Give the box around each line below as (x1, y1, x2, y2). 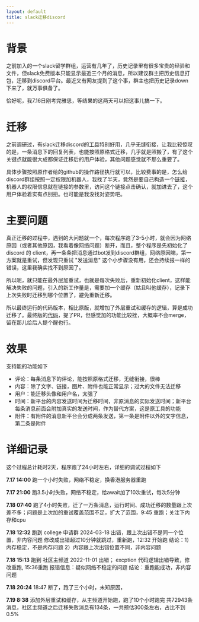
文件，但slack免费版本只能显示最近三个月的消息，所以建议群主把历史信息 (6, 69, 185, 77)
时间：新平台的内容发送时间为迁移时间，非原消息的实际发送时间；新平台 (14, 398, 191, 405)
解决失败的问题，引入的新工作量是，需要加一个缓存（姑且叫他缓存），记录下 (6, 284, 191, 291)
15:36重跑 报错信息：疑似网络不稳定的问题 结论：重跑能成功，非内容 (24, 564, 191, 571)
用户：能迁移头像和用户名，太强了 (14, 390, 98, 398)
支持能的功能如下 (6, 363, 48, 370)
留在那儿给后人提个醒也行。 (6, 319, 74, 326)
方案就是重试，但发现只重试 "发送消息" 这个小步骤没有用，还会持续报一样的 (6, 256, 191, 264)
